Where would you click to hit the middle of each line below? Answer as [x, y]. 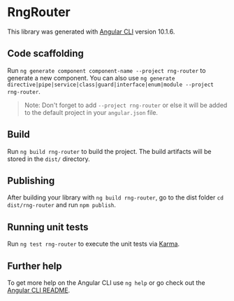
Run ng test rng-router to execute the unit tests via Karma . [94, 244]
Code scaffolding [45, 54]
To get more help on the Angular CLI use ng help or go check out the [106, 283]
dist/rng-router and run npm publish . [62, 205]
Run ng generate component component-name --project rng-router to [107, 70]
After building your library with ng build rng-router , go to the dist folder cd [115, 197]
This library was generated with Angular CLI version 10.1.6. [91, 31]
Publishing [31, 180]
